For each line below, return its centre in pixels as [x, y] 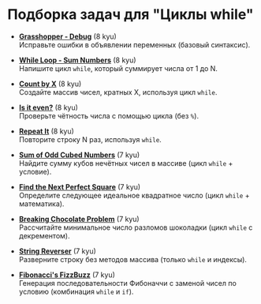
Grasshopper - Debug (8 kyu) [68, 36]
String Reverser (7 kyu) [57, 251]
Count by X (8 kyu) [50, 84]
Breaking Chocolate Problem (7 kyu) [79, 219]
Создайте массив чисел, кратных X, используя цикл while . [118, 92]
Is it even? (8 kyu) [48, 107]
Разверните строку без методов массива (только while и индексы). [133, 259]
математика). [41, 204]
